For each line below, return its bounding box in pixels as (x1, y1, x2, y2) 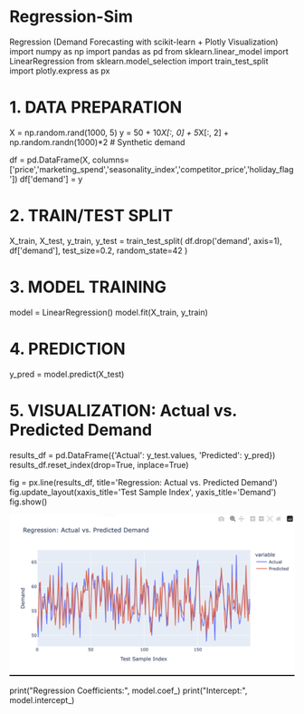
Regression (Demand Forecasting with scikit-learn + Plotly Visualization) (9, 36, 279, 47)
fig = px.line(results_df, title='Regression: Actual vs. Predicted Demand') (9, 476, 278, 487)
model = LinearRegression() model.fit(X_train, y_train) (9, 307, 208, 318)
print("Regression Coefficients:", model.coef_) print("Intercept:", (9, 685, 248, 696)
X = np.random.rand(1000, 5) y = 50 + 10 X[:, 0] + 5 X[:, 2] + (9, 127, 229, 138)
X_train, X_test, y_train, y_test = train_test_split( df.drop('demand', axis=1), (9, 235, 282, 246)
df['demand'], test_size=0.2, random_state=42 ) (9, 245, 188, 256)
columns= (91, 154, 129, 165)
